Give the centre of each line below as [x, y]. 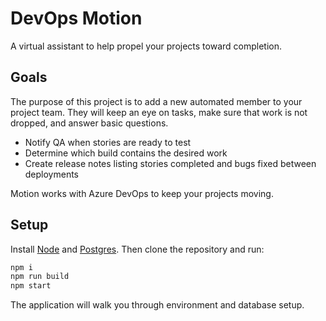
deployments [52, 174]
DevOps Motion [76, 18]
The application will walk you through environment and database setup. [157, 305]
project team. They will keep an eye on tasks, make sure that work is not [159, 112]
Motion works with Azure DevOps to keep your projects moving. [142, 193]
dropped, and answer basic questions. [89, 123]
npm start [31, 286]
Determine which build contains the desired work [126, 153]
